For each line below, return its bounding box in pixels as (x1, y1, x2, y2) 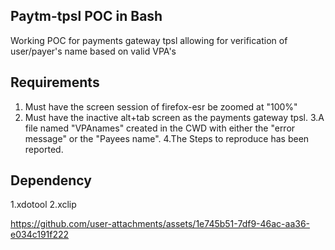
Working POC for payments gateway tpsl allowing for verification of (10, 34, 288, 46)
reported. (24, 143, 64, 155)
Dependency (10, 172, 92, 189)
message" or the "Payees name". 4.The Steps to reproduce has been (24, 132, 310, 144)
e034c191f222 (10, 229, 70, 241)
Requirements (10, 74, 100, 91)
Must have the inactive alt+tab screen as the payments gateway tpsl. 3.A (24, 111, 325, 123)
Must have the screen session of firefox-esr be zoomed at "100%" (24, 100, 298, 113)
